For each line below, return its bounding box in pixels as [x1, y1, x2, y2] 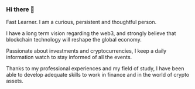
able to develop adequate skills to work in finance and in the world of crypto [6, 71, 190, 78]
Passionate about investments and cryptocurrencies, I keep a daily [6, 47, 167, 54]
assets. [6, 77, 23, 84]
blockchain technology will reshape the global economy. [6, 36, 142, 43]
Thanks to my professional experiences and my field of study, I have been [6, 65, 184, 72]
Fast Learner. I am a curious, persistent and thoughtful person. [6, 19, 157, 26]
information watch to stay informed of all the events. [6, 54, 132, 61]
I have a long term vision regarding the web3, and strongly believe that [6, 30, 176, 37]
